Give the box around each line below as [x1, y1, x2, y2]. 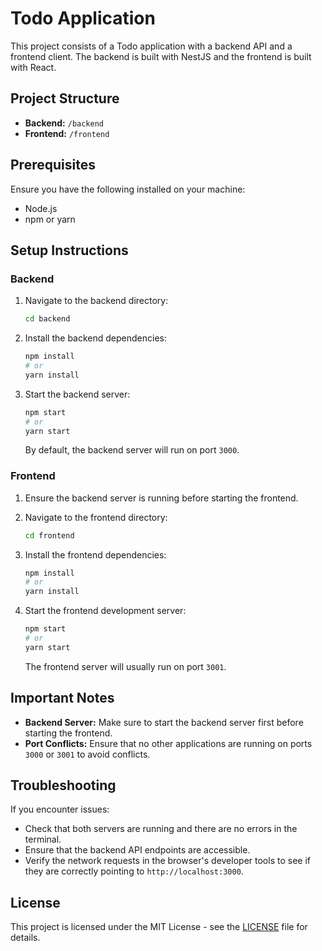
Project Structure [10, 90, 120, 107]
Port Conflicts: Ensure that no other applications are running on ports [24, 737, 313, 749]
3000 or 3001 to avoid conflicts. [24, 748, 151, 760]
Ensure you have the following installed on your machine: [10, 183, 246, 195]
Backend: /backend [24, 117, 105, 129]
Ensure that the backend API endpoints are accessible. [24, 844, 251, 856]
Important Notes [10, 690, 115, 707]
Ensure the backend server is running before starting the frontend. [24, 492, 299, 504]
